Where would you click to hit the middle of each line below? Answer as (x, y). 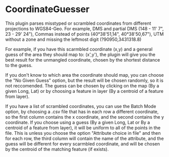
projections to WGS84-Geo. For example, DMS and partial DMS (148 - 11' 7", (85, 28)
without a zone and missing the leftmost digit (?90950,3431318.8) (73, 39)
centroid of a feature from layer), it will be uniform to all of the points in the (83, 128)
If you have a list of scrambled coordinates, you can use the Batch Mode (81, 106)
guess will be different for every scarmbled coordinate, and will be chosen (83, 144)
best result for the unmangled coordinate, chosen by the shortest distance (83, 60)
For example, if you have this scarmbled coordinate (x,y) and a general (79, 49)
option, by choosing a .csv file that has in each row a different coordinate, (82, 112)
